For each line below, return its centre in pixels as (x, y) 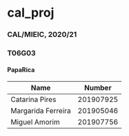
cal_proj (31, 13)
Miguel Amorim (35, 122)
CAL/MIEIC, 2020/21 (42, 35)
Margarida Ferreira (41, 111)
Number (98, 88)
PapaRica (21, 69)
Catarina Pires (33, 100)
